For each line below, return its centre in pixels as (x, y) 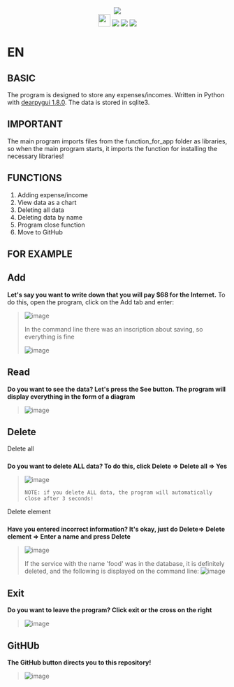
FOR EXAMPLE (40, 254)
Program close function (51, 225)
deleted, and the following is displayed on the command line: (111, 571)
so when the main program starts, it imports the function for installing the (112, 148)
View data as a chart (47, 202)
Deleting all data (41, 210)
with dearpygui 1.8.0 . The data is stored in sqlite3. (79, 102)
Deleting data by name (50, 217)
